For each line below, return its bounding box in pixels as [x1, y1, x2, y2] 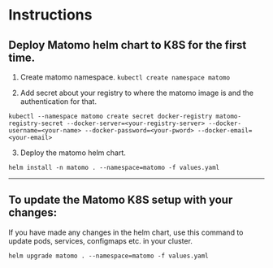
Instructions [8, 6, 93, 24]
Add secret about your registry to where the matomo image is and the [19, 88, 254, 97]
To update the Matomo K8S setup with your [8, 193, 233, 207]
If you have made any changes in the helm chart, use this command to [8, 227, 244, 237]
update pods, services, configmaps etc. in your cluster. [8, 236, 193, 245]
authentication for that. [19, 97, 97, 106]
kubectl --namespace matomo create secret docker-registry [8, 112, 213, 120]
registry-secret [8, 119, 63, 128]
